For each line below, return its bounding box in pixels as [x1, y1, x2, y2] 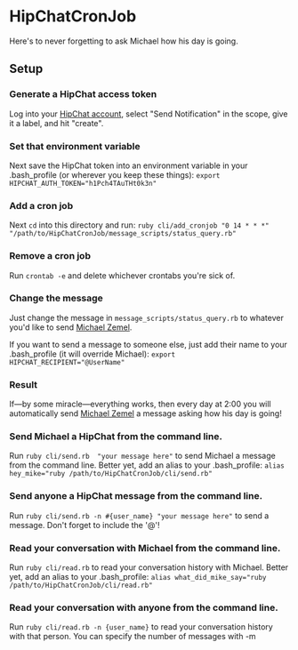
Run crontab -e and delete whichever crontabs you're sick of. [9, 269, 236, 281]
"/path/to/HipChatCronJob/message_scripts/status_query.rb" [9, 229, 238, 238]
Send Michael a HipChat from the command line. [9, 430, 222, 443]
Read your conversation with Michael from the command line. [9, 542, 281, 554]
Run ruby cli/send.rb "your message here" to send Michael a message [9, 451, 276, 461]
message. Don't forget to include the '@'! [9, 519, 160, 530]
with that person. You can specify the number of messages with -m [9, 631, 256, 642]
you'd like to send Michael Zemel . [9, 322, 133, 333]
